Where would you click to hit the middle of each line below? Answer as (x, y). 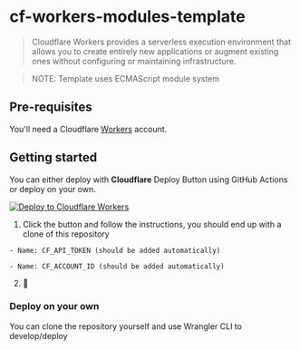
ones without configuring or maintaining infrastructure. (134, 61)
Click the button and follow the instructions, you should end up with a (152, 224)
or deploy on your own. (53, 189)
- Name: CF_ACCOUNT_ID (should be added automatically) (117, 266)
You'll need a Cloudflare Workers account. (88, 129)
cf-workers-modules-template (128, 17)
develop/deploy (39, 335)
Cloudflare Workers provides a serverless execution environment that (161, 42)
